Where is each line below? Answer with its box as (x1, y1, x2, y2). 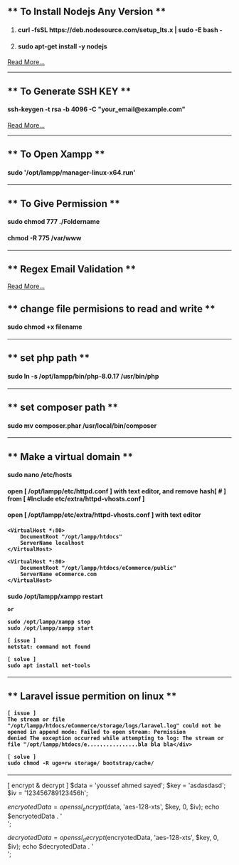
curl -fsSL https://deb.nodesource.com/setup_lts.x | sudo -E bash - (17, 25, 223, 34)
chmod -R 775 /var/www (7, 233, 82, 242)
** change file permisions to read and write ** (7, 302, 216, 314)
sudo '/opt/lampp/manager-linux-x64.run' (7, 168, 136, 177)
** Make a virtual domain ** (7, 451, 134, 463)
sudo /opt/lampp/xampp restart (7, 592, 103, 600)
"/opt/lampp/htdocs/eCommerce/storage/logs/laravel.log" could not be (7, 722, 221, 730)
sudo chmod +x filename (7, 322, 83, 331)
